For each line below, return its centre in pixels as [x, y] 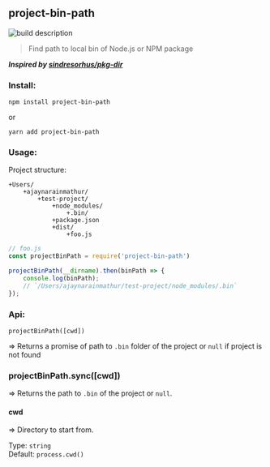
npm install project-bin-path [60, 102]
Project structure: [38, 170]
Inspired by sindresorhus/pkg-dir [66, 64]
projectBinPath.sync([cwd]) [64, 375]
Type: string [30, 446]
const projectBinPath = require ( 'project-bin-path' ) [99, 256]
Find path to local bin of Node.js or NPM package [111, 49]
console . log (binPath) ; [61, 279]
